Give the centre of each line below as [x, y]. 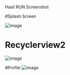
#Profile [13, 67]
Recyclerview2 [35, 45]
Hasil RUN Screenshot [27, 7]
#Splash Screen [21, 16]
